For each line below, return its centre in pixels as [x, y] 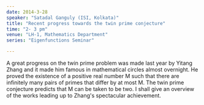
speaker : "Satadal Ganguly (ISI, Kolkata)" [63, 18]
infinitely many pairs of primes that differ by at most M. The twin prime [95, 82]
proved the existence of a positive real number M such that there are [93, 76]
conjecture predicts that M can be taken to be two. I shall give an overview [100, 89]
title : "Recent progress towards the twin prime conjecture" [86, 23]
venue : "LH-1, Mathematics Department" [57, 35]
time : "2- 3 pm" [27, 29]
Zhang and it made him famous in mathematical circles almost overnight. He [102, 70]
